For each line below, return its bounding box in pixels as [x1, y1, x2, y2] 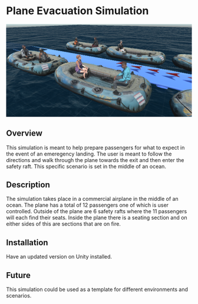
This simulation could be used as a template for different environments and [6, 286, 189, 293]
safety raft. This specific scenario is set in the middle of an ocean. [6, 163, 167, 170]
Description [6, 180, 50, 190]
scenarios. [6, 292, 32, 299]
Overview [6, 128, 43, 138]
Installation [6, 237, 48, 247]
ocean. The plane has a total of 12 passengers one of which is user [6, 201, 169, 209]
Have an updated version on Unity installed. [6, 253, 113, 260]
